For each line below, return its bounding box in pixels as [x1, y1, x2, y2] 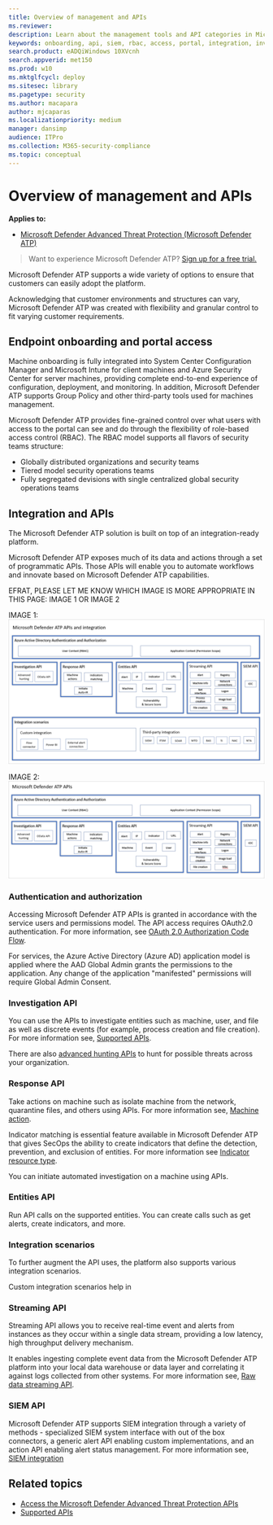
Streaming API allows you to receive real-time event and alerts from [8, 1321, 235, 1330]
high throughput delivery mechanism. [8, 1338, 134, 1348]
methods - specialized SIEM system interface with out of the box [8, 1427, 225, 1437]
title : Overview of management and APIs [8, 13, 148, 21]
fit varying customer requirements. [8, 311, 124, 321]
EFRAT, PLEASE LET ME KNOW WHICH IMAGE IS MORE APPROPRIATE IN [8, 586, 256, 596]
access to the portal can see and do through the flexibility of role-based [8, 424, 249, 434]
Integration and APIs [8, 506, 115, 520]
